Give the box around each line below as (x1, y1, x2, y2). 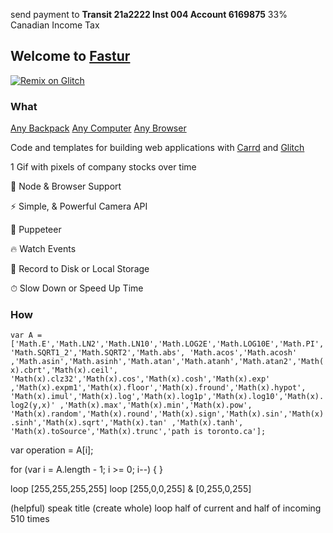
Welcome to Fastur (10, 48, 131, 65)
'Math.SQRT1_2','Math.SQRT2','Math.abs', (10, 348, 186, 358)
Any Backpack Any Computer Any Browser (10, 122, 187, 134)
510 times (10, 513, 50, 525)
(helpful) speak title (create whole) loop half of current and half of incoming (10, 502, 322, 514)
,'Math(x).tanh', (171, 418, 244, 428)
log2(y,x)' (10, 400, 56, 411)
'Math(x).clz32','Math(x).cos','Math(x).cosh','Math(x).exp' (10, 374, 271, 384)
